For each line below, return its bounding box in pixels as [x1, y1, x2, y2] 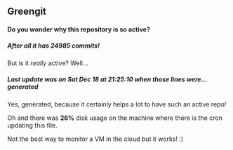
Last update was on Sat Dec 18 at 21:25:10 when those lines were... [7, 75, 208, 83]
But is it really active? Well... [7, 59, 88, 67]
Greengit [7, 6, 47, 18]
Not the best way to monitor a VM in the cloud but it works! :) [7, 135, 184, 143]
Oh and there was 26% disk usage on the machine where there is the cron [7, 114, 222, 122]
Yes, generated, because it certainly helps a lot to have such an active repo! [7, 100, 227, 108]
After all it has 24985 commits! [7, 41, 100, 50]
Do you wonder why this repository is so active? [7, 25, 151, 34]
